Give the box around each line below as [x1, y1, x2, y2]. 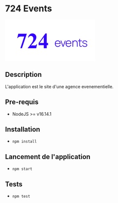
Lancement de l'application [5, 152, 91, 161]
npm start [12, 167, 33, 171]
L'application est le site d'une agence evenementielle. [5, 83, 114, 89]
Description [5, 70, 42, 79]
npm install [12, 139, 37, 144]
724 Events [5, 3, 53, 14]
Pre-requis [5, 98, 39, 106]
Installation [5, 125, 40, 134]
